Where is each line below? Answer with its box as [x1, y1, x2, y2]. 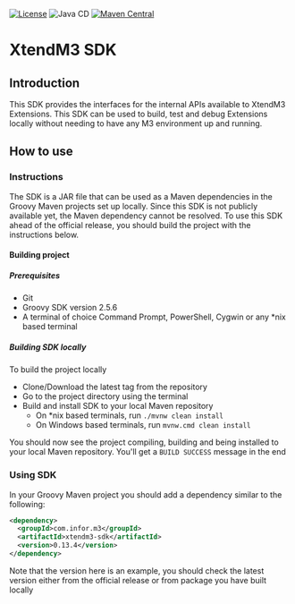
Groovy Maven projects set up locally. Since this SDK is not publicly [9, 200, 258, 211]
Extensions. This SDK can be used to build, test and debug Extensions [9, 108, 268, 119]
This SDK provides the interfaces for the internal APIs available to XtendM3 [9, 99, 286, 109]
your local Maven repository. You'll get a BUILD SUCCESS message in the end [9, 447, 286, 457]
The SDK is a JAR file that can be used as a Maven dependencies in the [9, 191, 273, 201]
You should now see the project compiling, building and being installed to [9, 437, 279, 447]
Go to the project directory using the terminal [21, 391, 189, 402]
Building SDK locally [9, 341, 87, 353]
